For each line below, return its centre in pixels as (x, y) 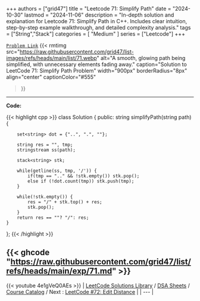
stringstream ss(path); (46, 150)
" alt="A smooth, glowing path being (141, 58)
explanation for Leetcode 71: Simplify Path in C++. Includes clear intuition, (97, 21)
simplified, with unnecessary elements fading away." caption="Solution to (97, 64)
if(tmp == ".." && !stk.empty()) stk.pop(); (84, 176)
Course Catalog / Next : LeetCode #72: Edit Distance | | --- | (80, 291)
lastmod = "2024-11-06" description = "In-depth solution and (99, 15)
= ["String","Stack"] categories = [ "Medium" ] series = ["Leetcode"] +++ (96, 34)
